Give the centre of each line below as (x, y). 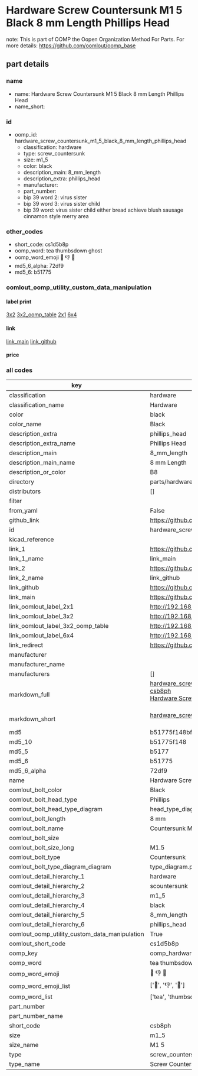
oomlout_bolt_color (36, 790)
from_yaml (24, 511)
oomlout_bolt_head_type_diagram (56, 809)
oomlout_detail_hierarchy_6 (47, 925)
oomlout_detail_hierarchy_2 (47, 886)
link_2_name (27, 578)
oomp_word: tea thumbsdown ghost (58, 251)
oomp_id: (26, 134)
